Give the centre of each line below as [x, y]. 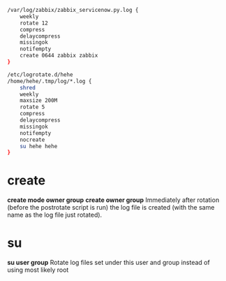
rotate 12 [34, 23]
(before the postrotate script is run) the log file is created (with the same [111, 208]
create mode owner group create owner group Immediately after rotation [113, 200]
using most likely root [38, 270]
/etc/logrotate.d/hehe [40, 74]
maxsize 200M [39, 101]
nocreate [32, 140]
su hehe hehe [39, 146]
